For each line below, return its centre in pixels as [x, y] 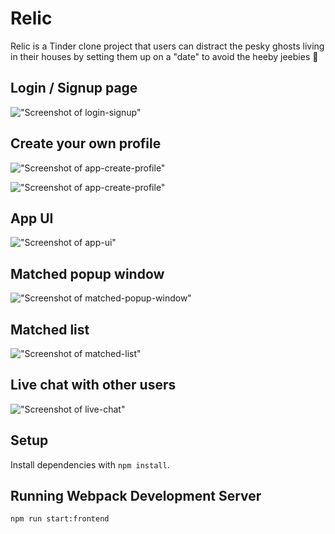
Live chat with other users [93, 385]
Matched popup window [87, 273]
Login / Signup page [74, 88]
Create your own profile [86, 143]
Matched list [50, 329]
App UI [32, 218]
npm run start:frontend [60, 519]
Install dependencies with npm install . [90, 464]
